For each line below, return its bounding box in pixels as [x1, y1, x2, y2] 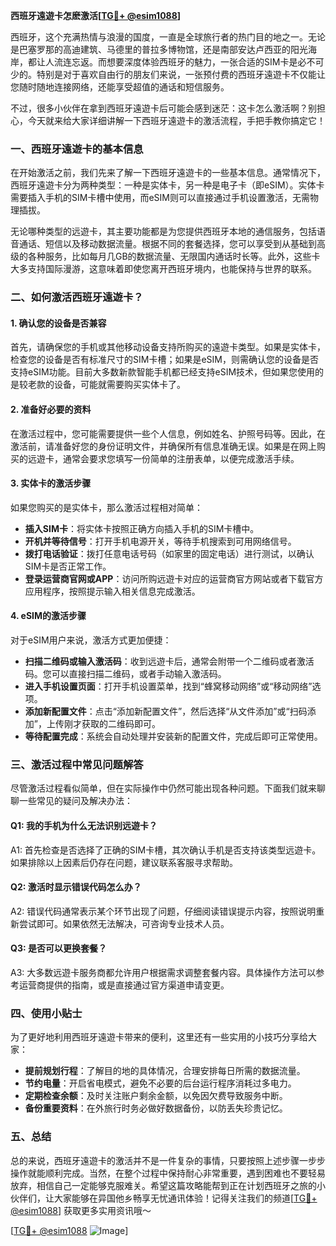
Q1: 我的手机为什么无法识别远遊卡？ [10, 819, 158, 831]
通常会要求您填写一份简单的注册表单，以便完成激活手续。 [62, 452, 300, 464]
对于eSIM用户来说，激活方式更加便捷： [10, 634, 172, 646]
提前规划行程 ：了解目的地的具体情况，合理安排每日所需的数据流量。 [24, 1065, 306, 1077]
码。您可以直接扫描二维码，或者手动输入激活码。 [24, 668, 227, 680]
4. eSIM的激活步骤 [10, 610, 87, 622]
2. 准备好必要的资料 [10, 404, 92, 416]
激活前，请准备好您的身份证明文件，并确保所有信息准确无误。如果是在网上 [10, 440, 317, 452]
